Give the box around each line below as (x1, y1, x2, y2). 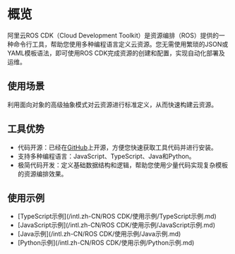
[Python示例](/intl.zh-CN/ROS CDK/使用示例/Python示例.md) (17, 238, 195, 247)
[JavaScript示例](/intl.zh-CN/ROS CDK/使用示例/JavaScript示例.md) (17, 221, 216, 229)
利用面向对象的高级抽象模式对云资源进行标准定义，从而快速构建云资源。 (7, 100, 217, 109)
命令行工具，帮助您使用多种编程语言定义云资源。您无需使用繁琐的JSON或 (13, 40, 229, 48)
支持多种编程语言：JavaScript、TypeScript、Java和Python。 (17, 152, 195, 160)
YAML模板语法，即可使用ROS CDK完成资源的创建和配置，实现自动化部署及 (7, 49, 226, 57)
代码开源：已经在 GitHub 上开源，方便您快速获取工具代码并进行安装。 (17, 143, 217, 152)
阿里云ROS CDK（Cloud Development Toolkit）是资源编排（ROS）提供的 (7, 31, 219, 40)
